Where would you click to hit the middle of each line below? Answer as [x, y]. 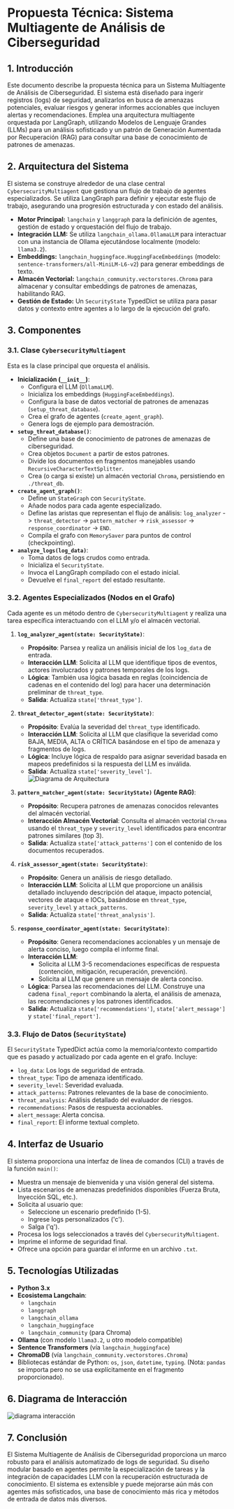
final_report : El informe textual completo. [78, 1122]
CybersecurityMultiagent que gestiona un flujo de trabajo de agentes [107, 191]
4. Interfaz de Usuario [56, 1144]
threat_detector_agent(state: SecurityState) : [86, 713]
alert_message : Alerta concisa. [61, 1115]
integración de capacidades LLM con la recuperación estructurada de [108, 1477]
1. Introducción [40, 68]
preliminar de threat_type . [66, 692]
